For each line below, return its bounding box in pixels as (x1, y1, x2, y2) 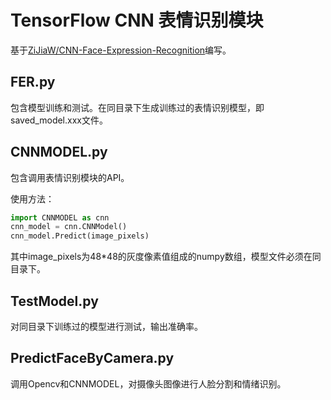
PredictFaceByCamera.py (10, 350, 175, 367)
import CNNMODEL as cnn (10, 212, 110, 223)
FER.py (10, 74, 56, 91)
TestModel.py (10, 292, 99, 310)
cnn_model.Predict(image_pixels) (10, 231, 150, 241)
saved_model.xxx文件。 (10, 114, 108, 126)
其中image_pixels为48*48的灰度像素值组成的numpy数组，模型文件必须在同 (10, 251, 322, 263)
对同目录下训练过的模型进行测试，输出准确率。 (10, 321, 203, 332)
